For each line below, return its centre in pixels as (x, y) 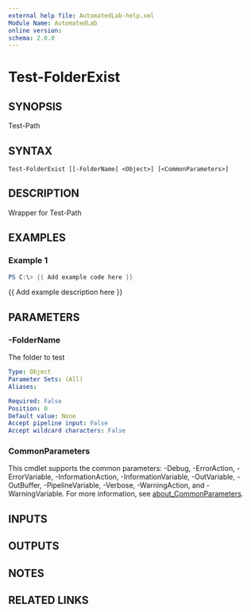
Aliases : (23, 386)
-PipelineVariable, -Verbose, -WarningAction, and (124, 485)
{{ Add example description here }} (66, 292)
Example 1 (28, 261)
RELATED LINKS (48, 600)
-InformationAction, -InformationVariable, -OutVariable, (145, 477)
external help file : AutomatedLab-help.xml (81, 16)
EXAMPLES (37, 238)
